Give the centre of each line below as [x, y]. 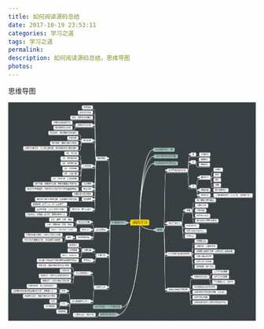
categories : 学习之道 [41, 33]
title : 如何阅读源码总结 [44, 17]
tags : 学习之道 [31, 42]
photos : [21, 67]
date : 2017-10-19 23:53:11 [52, 25]
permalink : [26, 50]
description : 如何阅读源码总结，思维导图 [69, 58]
